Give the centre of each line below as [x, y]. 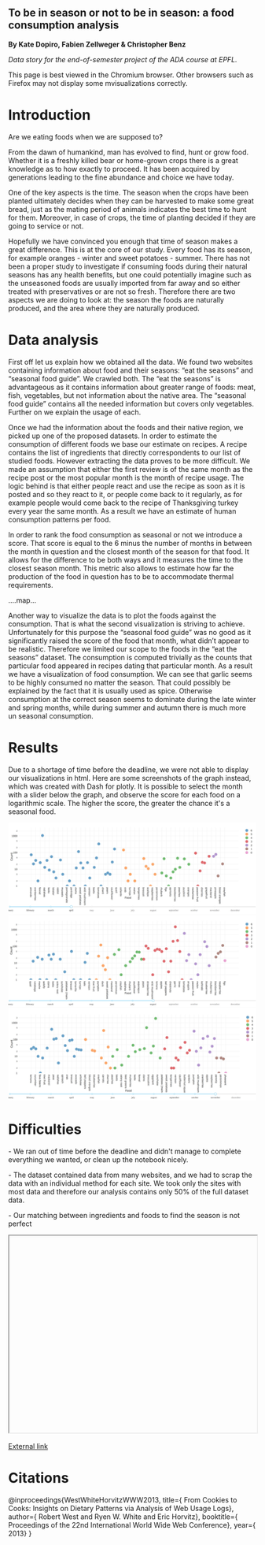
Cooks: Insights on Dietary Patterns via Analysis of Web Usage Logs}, [121, 1508]
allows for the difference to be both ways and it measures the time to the [126, 559]
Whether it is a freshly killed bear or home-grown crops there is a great [123, 160]
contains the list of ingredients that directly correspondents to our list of [125, 452]
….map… [22, 600]
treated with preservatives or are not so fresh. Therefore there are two [122, 292]
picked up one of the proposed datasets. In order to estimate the [113, 436]
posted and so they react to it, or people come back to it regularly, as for [125, 494]
